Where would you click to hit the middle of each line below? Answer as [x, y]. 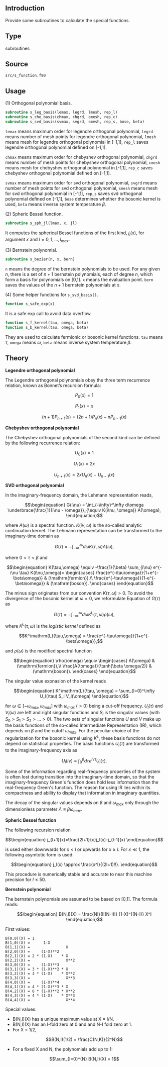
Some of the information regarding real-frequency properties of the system [83, 771]
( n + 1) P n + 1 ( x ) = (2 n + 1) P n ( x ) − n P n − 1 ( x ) [84, 418]
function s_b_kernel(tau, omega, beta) [47, 327]
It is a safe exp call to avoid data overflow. [48, 314]
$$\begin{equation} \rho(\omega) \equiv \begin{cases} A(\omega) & [84, 661]
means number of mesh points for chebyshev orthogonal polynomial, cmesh [83, 162]
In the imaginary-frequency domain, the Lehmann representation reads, [79, 495]
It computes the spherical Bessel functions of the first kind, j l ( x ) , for [75, 233]
